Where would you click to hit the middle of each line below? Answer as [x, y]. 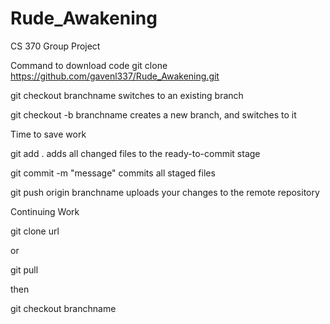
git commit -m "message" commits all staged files [113, 173]
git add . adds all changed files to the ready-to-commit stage [135, 153]
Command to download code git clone [89, 65]
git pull [24, 269]
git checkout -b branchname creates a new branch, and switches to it [153, 114]
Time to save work [48, 134]
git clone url [35, 231]
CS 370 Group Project [55, 46]
